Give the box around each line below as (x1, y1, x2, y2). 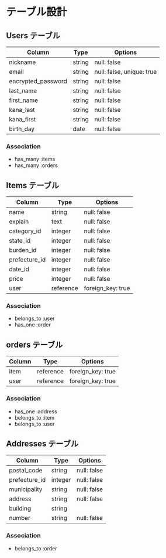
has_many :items (14, 156, 56, 163)
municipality (9, 485, 43, 494)
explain (9, 217, 29, 226)
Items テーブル (6, 180, 60, 190)
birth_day (9, 125, 35, 132)
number (9, 514, 31, 522)
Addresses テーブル (6, 438, 79, 448)
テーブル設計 (6, 5, 67, 19)
